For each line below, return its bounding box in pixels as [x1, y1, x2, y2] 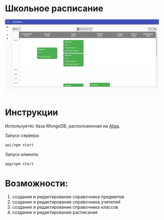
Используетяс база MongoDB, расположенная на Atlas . [5, 123, 121, 129]
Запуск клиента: [5, 151, 39, 157]
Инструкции [5, 107, 59, 118]
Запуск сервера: [5, 132, 40, 138]
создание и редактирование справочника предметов [12, 194, 124, 200]
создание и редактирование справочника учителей [12, 199, 121, 205]
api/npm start [5, 142, 34, 147]
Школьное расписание [5, 3, 103, 14]
